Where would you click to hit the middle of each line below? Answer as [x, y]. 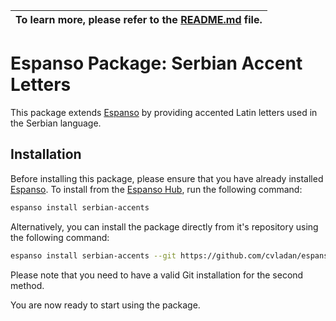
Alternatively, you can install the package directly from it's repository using [164, 226]
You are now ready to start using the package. [105, 305]
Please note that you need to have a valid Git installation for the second [157, 275]
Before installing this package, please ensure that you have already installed [167, 178]
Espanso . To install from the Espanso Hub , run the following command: [156, 189]
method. [27, 285]
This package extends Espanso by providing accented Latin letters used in [164, 112]
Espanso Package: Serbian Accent [156, 63]
